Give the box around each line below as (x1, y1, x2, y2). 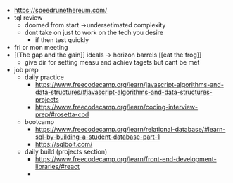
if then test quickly (34, 36, 89, 44)
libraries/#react (34, 163, 80, 170)
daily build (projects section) (24, 147, 108, 156)
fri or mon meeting (13, 43, 68, 51)
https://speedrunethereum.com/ (13, 6, 108, 14)
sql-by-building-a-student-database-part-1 (34, 133, 160, 141)
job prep (13, 66, 39, 74)
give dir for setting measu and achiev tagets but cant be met (24, 58, 200, 66)
